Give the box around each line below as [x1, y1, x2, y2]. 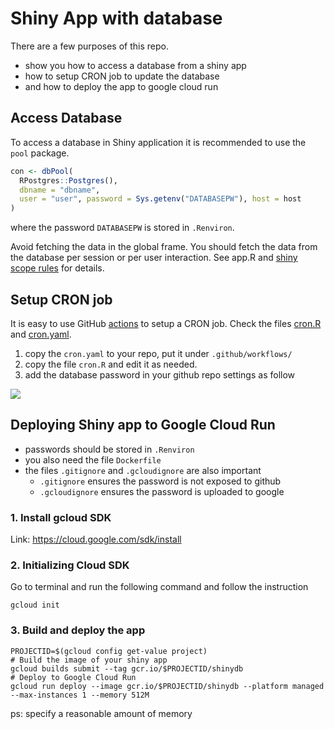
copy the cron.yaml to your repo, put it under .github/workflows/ [24, 347, 293, 359]
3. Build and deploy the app [10, 623, 146, 637]
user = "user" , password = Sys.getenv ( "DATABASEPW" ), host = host [19, 194, 302, 204]
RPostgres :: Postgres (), [19, 175, 118, 186]
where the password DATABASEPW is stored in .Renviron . [10, 222, 235, 234]
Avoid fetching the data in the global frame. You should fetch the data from [10, 241, 318, 253]
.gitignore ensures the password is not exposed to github [39, 475, 282, 487]
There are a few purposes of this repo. [10, 40, 169, 52]
